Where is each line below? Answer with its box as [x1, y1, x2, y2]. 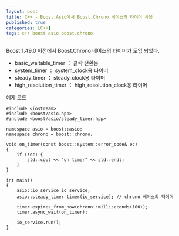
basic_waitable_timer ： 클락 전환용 [14, 60, 99, 67]
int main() [6, 177, 33, 183]
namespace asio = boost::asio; [6, 126, 83, 132]
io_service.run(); [16, 220, 62, 225]
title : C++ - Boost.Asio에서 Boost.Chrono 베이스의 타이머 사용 [6, 14, 153, 20]
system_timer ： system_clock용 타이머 [14, 67, 109, 74]
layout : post [6, 8, 38, 15]
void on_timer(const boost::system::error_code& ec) [6, 142, 138, 148]
